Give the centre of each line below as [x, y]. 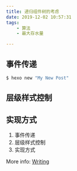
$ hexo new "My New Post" [37, 78]
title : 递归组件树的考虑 [33, 11]
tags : [13, 22]
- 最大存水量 [30, 34]
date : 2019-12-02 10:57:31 [39, 17]
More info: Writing [28, 162]
